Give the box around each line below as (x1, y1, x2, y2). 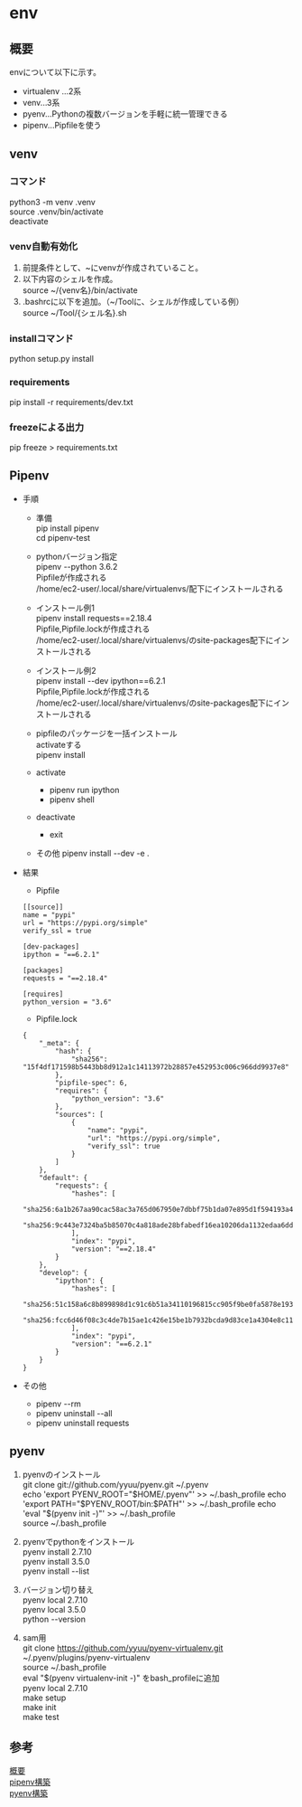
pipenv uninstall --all (35, 1407, 113, 1418)
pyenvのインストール (22, 1469, 101, 1480)
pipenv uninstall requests (35, 1417, 130, 1428)
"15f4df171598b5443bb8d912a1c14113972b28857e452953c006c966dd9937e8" (22, 1062, 290, 1072)
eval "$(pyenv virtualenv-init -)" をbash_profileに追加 (22, 1672, 220, 1683)
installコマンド (9, 332, 74, 345)
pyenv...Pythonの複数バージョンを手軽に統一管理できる (22, 109, 228, 119)
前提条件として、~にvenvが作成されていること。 (22, 261, 204, 273)
